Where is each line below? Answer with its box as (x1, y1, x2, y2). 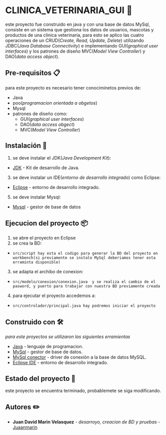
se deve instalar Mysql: (12, 194, 61, 200)
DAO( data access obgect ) (20, 121, 75, 127)
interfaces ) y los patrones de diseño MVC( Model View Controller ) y (5, 48, 146, 54)
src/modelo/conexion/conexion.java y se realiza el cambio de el (12, 279, 156, 284)
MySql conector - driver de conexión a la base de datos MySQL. (12, 354, 147, 360)
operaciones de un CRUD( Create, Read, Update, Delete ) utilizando (5, 37, 144, 43)
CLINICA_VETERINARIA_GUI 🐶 (5, 5, 133, 16)
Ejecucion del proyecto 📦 (5, 219, 89, 227)
